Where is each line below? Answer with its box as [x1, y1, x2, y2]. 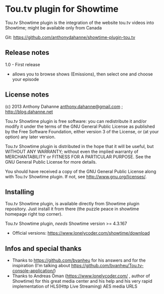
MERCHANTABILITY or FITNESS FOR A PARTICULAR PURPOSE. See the [5, 153, 151, 160]
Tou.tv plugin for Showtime [5, 3, 119, 15]
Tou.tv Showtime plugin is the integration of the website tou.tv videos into [5, 20, 154, 25]
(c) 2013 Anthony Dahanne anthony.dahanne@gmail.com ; [5, 103, 123, 109]
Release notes [5, 49, 50, 57]
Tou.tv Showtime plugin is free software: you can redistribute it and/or [5, 118, 147, 124]
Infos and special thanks [5, 244, 82, 253]
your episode [12, 76, 39, 82]
